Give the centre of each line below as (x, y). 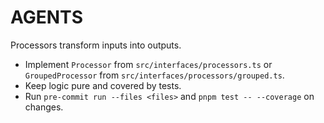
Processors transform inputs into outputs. (96, 45)
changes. (44, 107)
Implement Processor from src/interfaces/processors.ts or (148, 64)
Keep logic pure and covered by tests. (103, 85)
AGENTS (46, 17)
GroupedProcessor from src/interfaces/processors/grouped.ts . (154, 75)
